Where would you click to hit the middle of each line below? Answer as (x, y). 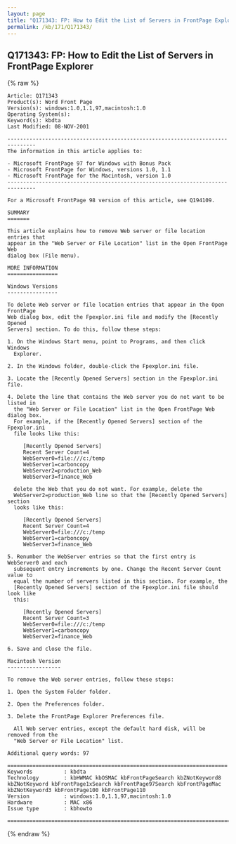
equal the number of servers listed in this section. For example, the (121, 581)
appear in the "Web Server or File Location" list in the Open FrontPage (118, 244)
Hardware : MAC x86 (50, 803)
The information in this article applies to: (75, 152)
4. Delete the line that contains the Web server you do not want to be (116, 397)
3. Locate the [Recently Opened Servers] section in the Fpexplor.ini (113, 379)
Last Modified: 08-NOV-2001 (48, 127)
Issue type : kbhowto (50, 809)
